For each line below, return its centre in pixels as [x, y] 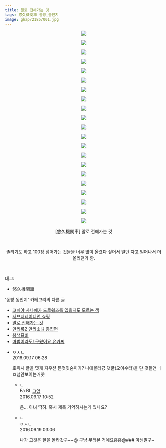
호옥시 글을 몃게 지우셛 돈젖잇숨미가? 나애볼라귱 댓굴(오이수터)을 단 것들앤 [84, 368]
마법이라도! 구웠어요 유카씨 [38, 342]
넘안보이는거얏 [31, 374]
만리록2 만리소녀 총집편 [35, 329]
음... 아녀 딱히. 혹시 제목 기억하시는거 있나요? [63, 407]
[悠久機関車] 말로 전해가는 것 [84, 232]
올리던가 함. [84, 258]
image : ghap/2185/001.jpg [32, 19]
